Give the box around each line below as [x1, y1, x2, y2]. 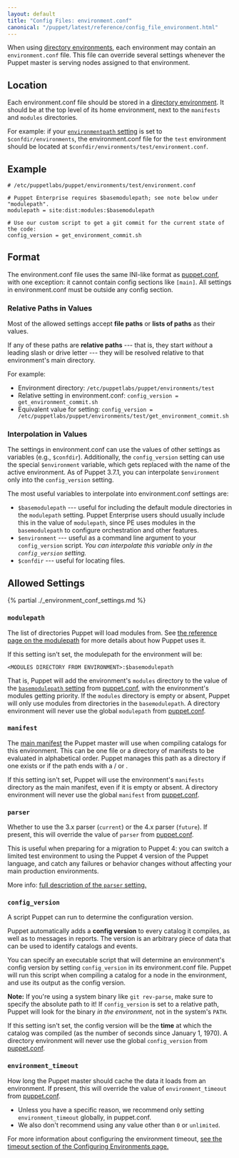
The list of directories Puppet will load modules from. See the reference [7, 628, 218, 637]
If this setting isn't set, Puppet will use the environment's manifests [7, 775, 205, 784]
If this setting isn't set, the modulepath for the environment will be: [7, 650, 203, 658]
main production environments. [7, 867, 99, 875]
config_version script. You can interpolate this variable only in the [17, 541, 213, 550]
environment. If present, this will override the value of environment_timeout [7, 1084, 227, 1092]
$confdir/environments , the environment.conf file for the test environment [7, 135, 226, 144]
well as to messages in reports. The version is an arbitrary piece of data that [7, 935, 232, 943]
